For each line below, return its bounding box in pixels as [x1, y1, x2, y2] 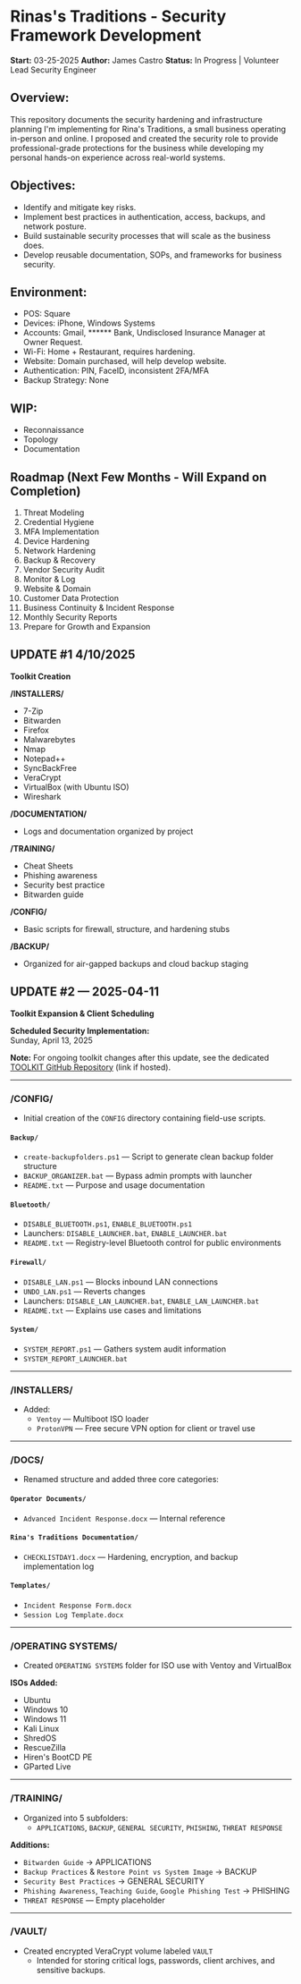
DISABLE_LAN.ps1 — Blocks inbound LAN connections [22, 1276, 218, 1287]
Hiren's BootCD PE [22, 1751, 93, 1763]
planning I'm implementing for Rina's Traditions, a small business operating [10, 123, 287, 134]
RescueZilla [22, 1742, 66, 1753]
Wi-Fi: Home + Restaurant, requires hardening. [22, 346, 196, 357]
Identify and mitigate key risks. [22, 201, 137, 212]
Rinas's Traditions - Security [10, 6, 227, 27]
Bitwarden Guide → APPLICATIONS [22, 1856, 153, 1867]
